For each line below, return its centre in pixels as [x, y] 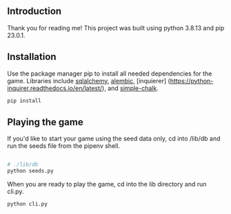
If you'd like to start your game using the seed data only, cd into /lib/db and [114, 139]
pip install [24, 100]
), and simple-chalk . [130, 88]
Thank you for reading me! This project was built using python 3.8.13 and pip [116, 28]
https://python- [192, 81]
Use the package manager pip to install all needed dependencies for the [110, 73]
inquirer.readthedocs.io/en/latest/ [55, 88]
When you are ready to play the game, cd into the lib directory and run [107, 184]
